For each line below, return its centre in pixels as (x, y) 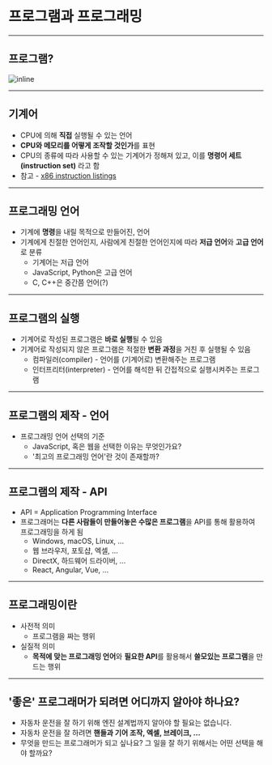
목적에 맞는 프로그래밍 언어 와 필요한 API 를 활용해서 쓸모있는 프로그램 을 (143, 656)
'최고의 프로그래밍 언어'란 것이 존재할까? (96, 457)
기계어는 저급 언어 (60, 262)
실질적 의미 (38, 646)
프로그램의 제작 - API (58, 492)
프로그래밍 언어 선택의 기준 (62, 436)
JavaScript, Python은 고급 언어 (82, 273)
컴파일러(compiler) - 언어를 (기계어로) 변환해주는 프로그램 (124, 359)
